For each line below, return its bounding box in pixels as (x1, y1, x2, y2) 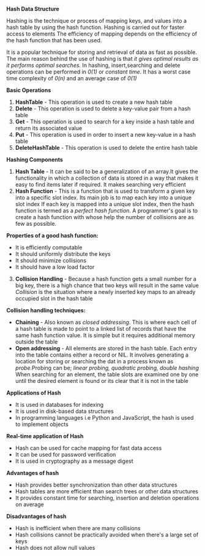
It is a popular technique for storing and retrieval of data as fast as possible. (6, 48, 197, 56)
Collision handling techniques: (6, 307, 86, 314)
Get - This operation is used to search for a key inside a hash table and (15, 118, 195, 125)
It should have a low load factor (15, 263, 95, 271)
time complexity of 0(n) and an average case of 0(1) (6, 75, 137, 82)
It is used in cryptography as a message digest (15, 457, 133, 465)
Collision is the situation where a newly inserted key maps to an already (15, 288, 196, 295)
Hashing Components (6, 156, 63, 163)
